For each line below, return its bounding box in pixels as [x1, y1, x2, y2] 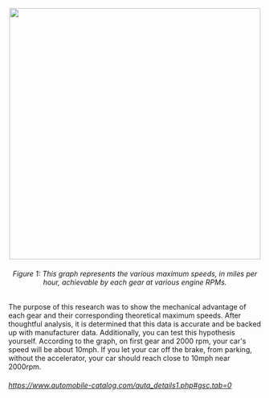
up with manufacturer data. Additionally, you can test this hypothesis [8, 328, 235, 338]
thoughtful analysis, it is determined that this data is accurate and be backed [8, 319, 262, 329]
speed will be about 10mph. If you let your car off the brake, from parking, [8, 345, 253, 355]
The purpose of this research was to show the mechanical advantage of [8, 302, 247, 312]
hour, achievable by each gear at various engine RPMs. [43, 277, 227, 287]
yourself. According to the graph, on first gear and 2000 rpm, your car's [8, 336, 247, 346]
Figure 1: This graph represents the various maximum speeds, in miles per [12, 269, 258, 278]
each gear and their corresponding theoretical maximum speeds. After [8, 310, 242, 321]
